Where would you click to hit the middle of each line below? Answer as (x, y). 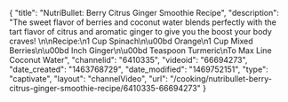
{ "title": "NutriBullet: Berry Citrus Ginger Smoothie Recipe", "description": (144, 13)
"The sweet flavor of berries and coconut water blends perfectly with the (143, 22)
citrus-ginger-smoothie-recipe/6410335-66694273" (105, 88)
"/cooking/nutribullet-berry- (221, 78)
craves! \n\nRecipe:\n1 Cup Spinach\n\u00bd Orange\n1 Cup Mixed (131, 41)
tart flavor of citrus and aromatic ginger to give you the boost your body (141, 31)
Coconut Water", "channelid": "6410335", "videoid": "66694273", (128, 60)
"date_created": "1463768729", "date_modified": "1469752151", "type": (139, 69)
